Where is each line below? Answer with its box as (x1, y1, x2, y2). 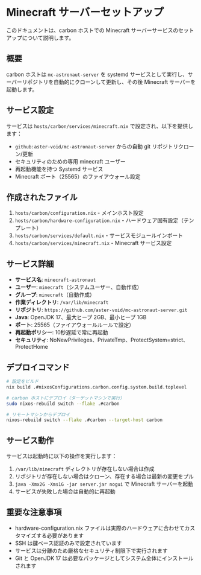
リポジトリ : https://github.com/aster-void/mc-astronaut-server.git (14, 306, 188, 314)
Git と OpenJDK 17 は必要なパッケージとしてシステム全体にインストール (14, 554, 194, 562)
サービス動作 (6, 435, 54, 445)
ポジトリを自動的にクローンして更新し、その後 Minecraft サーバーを (26, 78, 196, 85)
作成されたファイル (6, 192, 78, 202)
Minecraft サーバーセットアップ (6, 5, 164, 19)
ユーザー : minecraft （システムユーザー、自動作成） (14, 284, 143, 291)
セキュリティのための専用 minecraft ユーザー (14, 157, 126, 165)
